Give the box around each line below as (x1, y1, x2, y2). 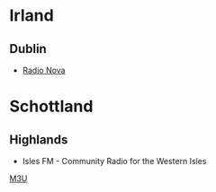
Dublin (9, 41, 47, 57)
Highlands (9, 132, 68, 147)
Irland (9, 5, 54, 26)
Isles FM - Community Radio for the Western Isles (22, 156, 207, 166)
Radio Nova (22, 65, 66, 75)
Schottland (9, 96, 94, 117)
